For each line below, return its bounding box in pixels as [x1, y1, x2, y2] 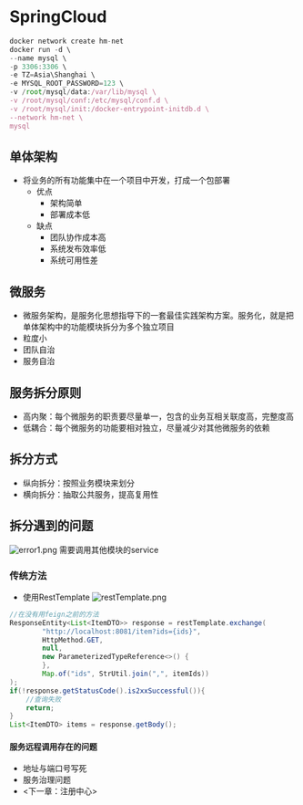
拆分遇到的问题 [9, 518, 94, 534]
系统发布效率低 [49, 244, 106, 255]
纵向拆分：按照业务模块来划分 [22, 477, 135, 488]
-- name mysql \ [9, 53, 67, 63]
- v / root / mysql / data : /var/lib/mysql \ [9, 88, 157, 97]
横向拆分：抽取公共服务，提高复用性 [22, 488, 159, 499]
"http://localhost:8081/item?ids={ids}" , [42, 627, 202, 636]
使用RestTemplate [22, 591, 91, 602]
